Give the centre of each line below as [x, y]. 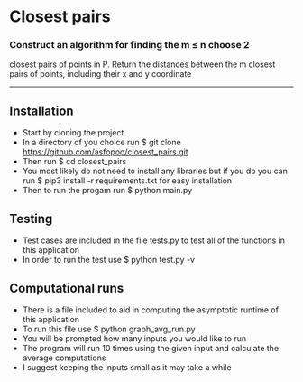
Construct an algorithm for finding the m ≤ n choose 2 [129, 45]
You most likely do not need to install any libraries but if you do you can [155, 171]
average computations [64, 358]
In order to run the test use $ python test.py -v [109, 260]
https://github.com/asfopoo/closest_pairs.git [105, 152]
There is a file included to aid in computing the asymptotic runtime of [151, 310]
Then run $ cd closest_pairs [74, 162]
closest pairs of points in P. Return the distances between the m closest [142, 64]
